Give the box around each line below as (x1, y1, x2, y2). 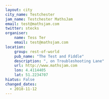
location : (5, 44, 26, 49)
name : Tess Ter (14, 35, 46, 40)
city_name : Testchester (5, 12, 55, 17)
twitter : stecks (5, 26, 39, 31)
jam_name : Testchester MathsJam (5, 16, 73, 21)
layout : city (5, 7, 33, 12)
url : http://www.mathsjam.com (14, 63, 78, 68)
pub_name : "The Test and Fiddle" (14, 53, 84, 59)
